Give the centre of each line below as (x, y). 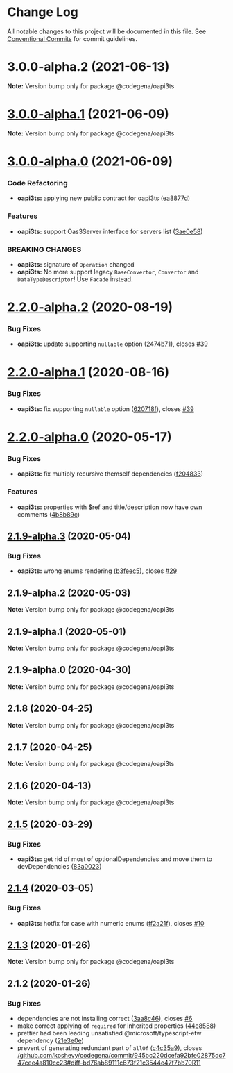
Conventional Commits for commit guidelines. (72, 38)
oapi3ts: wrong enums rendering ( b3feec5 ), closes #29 (97, 571)
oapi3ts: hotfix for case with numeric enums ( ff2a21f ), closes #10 (111, 923)
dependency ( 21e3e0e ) (51, 1041)
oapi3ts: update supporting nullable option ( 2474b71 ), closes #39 (112, 344)
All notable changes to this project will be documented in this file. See (107, 31)
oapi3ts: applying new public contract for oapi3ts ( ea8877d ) (104, 198)
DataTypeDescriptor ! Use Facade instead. (75, 279)
